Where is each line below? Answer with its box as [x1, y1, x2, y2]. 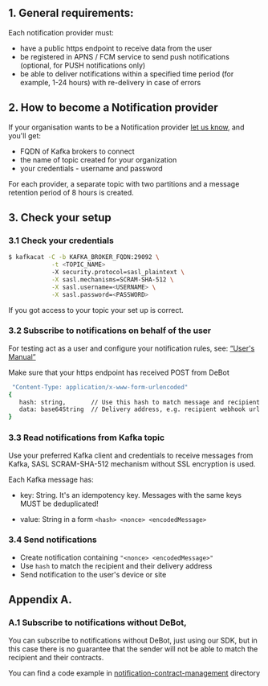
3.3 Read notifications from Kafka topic [8, 432, 165, 443]
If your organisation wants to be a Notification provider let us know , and [8, 122, 245, 132]
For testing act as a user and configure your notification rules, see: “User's [8, 343, 255, 353]
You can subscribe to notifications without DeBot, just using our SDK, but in [8, 635, 258, 645]
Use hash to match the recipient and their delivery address [19, 561, 213, 570]
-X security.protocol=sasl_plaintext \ [51, 269, 185, 277]
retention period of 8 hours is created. [8, 187, 134, 197]
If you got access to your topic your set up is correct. [8, 305, 185, 314]
